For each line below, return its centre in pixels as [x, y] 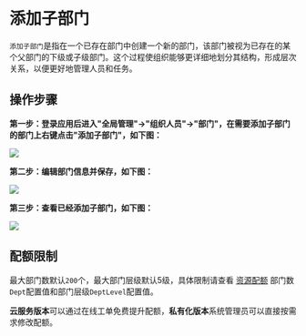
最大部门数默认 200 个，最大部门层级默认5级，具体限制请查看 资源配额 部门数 [152, 280]
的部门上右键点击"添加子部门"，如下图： [86, 135]
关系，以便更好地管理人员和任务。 [73, 68]
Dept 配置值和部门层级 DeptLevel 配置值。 [84, 291]
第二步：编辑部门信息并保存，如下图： [81, 171]
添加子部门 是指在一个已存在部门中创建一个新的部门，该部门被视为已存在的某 [150, 46]
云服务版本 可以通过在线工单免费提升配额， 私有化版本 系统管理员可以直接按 [149, 311]
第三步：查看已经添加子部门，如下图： [81, 208]
